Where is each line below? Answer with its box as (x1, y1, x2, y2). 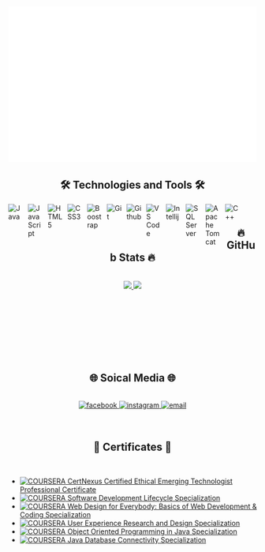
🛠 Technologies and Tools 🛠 (60, 178, 205, 192)
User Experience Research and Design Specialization (67, 519, 241, 528)
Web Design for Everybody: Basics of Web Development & (67, 501, 257, 511)
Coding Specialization (19, 510, 91, 520)
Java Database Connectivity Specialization (67, 535, 207, 545)
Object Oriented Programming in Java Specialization (67, 527, 238, 536)
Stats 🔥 (118, 251, 155, 265)
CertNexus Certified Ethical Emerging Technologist (67, 476, 233, 486)
